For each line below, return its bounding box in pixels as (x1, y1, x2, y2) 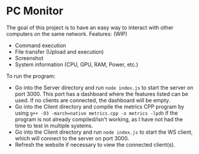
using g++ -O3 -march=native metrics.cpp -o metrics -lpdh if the (14, 109, 178, 116)
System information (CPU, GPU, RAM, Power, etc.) (14, 61, 139, 68)
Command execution (14, 42, 66, 49)
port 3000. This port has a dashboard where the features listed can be (14, 90, 188, 97)
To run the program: (6, 72, 56, 79)
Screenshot (14, 54, 44, 61)
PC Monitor (6, 4, 64, 18)
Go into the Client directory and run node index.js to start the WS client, (14, 128, 193, 135)
